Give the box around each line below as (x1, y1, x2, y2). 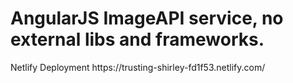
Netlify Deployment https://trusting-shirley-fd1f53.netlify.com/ (10, 61, 266, 73)
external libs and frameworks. (10, 28, 265, 51)
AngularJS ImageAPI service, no (10, 7, 284, 30)
